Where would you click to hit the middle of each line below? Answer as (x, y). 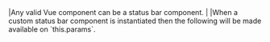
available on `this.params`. (52, 29)
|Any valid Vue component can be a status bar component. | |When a (123, 12)
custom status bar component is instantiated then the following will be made (135, 21)
